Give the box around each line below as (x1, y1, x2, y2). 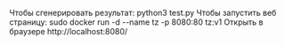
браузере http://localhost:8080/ (9, 26, 128, 36)
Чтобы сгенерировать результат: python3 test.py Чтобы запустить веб (9, 8, 277, 18)
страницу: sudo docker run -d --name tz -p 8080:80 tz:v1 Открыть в (9, 17, 264, 27)
